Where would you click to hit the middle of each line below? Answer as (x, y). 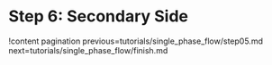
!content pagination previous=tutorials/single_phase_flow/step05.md (136, 41)
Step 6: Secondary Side (99, 16)
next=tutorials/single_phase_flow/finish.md (88, 50)
